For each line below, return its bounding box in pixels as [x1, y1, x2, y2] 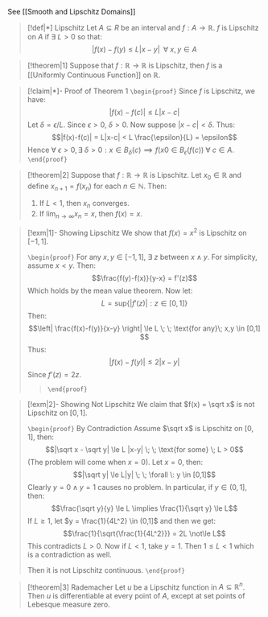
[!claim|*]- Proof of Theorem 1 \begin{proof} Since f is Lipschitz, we [27, 86, 255, 96]
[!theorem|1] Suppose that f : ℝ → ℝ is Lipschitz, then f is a [27, 60, 223, 70]
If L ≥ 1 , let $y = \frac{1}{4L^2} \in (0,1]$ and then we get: [27, 516, 216, 525]
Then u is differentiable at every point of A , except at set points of [27, 591, 245, 601]
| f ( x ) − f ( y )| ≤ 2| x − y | [109, 357, 180, 367]
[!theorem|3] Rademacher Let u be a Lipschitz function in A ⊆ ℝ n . [27, 581, 245, 592]
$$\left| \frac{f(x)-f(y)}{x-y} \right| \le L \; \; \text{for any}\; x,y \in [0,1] [28, 323, 261, 333]
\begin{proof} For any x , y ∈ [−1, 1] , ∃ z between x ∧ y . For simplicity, [27, 252, 258, 261]
